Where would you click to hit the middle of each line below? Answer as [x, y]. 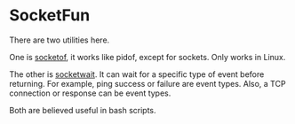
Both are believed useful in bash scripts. [83, 110]
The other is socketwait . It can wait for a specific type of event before [137, 74]
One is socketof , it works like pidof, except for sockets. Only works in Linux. [147, 57]
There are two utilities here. [60, 40]
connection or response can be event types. [90, 93]
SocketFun [50, 15]
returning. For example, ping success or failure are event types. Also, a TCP [147, 83]
